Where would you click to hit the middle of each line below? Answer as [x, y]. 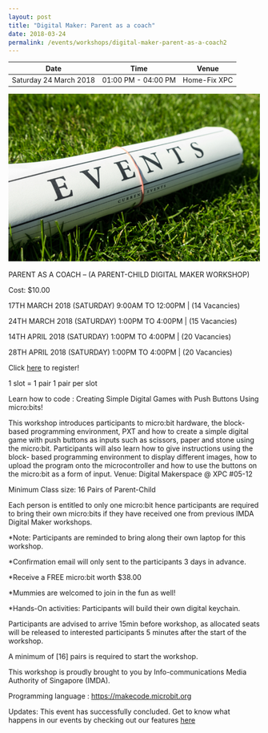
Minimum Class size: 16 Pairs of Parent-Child [82, 490]
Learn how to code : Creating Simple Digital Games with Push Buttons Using [134, 399]
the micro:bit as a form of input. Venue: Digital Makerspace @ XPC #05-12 [131, 474]
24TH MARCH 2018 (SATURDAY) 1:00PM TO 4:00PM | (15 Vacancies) [123, 322]
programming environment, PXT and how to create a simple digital [140, 431]
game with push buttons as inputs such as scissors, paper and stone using [131, 440]
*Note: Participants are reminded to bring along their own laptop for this [127, 538]
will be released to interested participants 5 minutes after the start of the [127, 633]
